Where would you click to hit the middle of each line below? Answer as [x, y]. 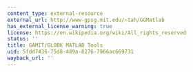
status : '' [23, 39]
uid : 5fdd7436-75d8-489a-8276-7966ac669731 [71, 52]
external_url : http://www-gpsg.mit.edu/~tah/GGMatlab [86, 20]
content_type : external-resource [55, 13]
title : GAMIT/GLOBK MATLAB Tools [55, 45]
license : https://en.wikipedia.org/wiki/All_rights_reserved [97, 33]
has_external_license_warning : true [60, 26]
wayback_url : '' [30, 58]
